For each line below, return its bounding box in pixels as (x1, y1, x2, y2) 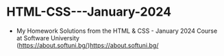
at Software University (16, 33, 80, 42)
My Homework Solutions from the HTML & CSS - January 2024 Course (16, 27, 218, 35)
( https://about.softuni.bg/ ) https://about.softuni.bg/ (16, 41, 159, 49)
